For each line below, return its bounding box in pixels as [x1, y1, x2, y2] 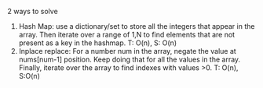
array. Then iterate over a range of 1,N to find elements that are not [18, 30, 236, 39]
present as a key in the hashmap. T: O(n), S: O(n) [18, 38, 177, 48]
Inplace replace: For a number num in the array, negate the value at [18, 47, 236, 55]
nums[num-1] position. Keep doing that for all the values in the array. [18, 55, 241, 64]
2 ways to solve [7, 7, 58, 16]
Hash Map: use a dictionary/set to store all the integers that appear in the [18, 22, 255, 30]
